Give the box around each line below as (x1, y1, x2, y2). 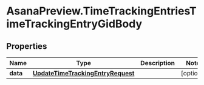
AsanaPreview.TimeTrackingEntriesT (6, 4, 197, 18)
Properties (6, 41, 47, 51)
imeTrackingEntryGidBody (6, 17, 143, 31)
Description (140, 59, 175, 67)
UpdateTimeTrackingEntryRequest (32, 69, 135, 77)
